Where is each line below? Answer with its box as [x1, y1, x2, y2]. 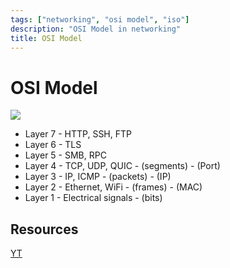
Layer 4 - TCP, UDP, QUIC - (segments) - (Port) [24, 160, 221, 172]
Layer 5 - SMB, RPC [24, 149, 107, 161]
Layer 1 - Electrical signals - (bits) [24, 192, 163, 204]
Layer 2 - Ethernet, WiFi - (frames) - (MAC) [24, 181, 203, 193]
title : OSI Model [10, 33, 83, 43]
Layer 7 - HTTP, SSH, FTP [24, 128, 132, 140]
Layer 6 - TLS [24, 139, 82, 151]
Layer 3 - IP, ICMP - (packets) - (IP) [24, 171, 172, 183]
